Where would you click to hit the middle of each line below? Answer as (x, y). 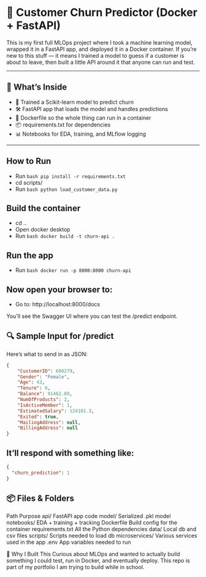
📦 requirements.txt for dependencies (63, 125)
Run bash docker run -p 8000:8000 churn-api (73, 270)
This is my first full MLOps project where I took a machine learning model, (100, 42)
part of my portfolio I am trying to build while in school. (75, 567)
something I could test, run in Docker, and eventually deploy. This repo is (98, 560)
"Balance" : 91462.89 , (45, 394)
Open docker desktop (43, 230)
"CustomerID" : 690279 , (46, 371)
